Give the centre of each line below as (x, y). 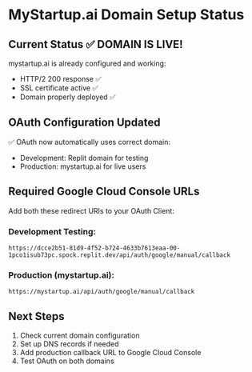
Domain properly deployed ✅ (68, 97)
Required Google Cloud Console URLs (104, 192)
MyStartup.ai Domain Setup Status (126, 15)
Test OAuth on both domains (67, 361)
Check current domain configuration (80, 336)
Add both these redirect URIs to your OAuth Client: (91, 210)
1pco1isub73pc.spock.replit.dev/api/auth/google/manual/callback (119, 255)
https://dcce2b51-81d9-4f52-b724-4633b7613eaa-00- (94, 248)
